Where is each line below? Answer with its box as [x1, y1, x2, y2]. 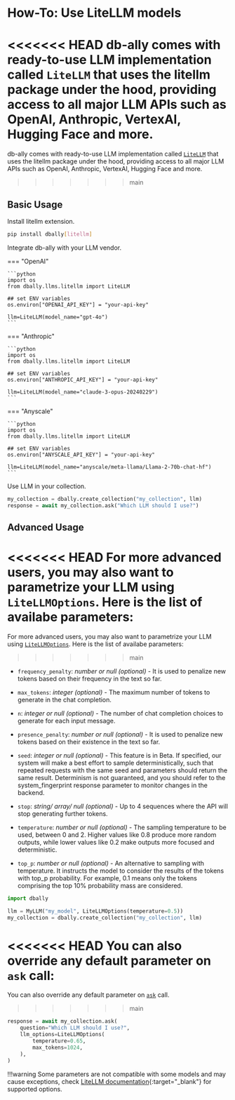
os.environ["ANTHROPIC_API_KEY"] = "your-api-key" [7, 376, 159, 383]
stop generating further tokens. [17, 809, 108, 818]
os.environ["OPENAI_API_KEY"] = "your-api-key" [7, 301, 149, 308]
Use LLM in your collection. [7, 482, 86, 490]
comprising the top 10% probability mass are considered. [17, 881, 183, 890]
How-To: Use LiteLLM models [7, 5, 182, 21]
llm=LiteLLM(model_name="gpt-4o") [7, 314, 109, 321]
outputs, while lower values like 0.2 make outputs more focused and [17, 838, 215, 846]
